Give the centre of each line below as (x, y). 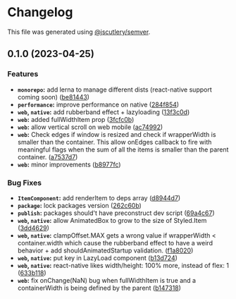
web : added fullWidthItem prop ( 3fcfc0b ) (76, 119)
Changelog (40, 12)
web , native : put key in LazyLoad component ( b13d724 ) (98, 257)
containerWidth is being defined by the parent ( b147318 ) (99, 288)
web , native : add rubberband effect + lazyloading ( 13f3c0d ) (104, 112)
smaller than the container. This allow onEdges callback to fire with (114, 142)
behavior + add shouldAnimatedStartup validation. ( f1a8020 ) (105, 250)
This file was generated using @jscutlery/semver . (79, 32)
